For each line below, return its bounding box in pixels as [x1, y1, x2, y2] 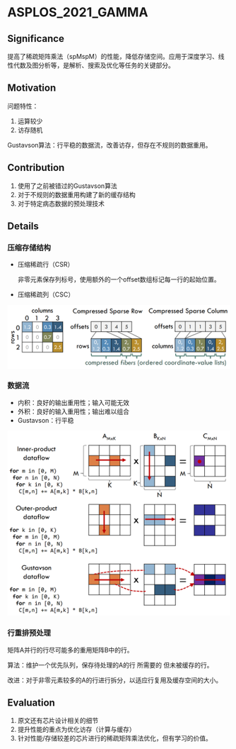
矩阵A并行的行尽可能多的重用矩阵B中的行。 [7, 645, 134, 654]
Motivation [7, 82, 57, 94]
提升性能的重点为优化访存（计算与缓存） [17, 725, 136, 734]
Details [7, 221, 39, 233]
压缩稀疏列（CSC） [17, 290, 75, 299]
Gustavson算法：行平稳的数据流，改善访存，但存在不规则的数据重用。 [7, 140, 212, 149]
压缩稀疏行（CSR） [17, 260, 74, 269]
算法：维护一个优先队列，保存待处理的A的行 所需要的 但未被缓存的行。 [7, 660, 213, 669]
